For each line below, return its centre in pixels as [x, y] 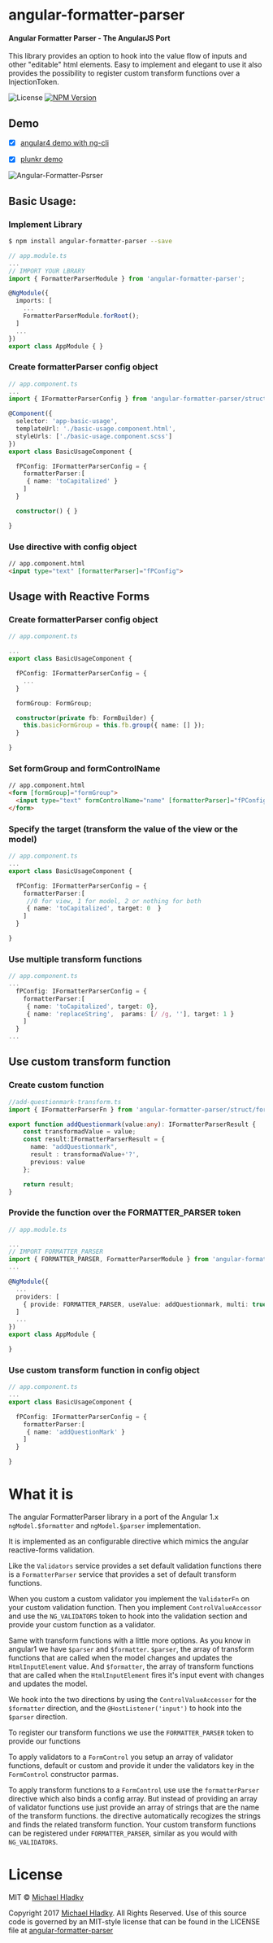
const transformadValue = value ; [80, 1132]
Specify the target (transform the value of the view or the [123, 829]
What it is [41, 1494]
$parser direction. [38, 1717]
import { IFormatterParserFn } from [70, 1109]
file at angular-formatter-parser [61, 1930]
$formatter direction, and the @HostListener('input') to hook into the [125, 1708]
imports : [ [34, 301]
